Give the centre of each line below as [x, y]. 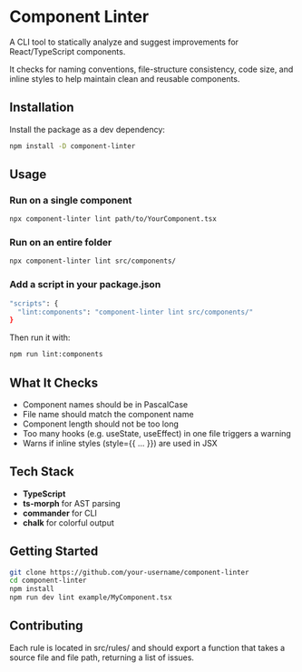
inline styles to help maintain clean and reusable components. [125, 78]
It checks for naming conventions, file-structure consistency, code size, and [151, 69]
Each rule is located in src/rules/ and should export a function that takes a [147, 647]
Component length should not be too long [100, 424]
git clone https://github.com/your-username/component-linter [129, 572]
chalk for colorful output [68, 522]
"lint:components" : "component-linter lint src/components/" [136, 312]
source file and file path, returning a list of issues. [102, 657]
